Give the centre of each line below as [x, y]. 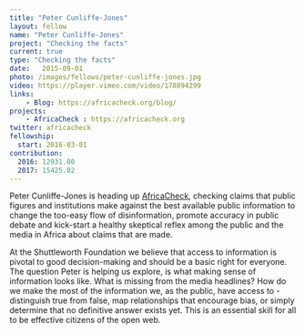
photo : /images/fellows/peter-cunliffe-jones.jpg [106, 77]
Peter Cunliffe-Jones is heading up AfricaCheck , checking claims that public [152, 196]
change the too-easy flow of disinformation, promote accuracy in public [144, 216]
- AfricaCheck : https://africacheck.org [105, 119]
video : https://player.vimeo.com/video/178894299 [106, 86]
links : [22, 94]
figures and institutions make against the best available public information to [152, 206]
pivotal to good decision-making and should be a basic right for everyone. [148, 262]
